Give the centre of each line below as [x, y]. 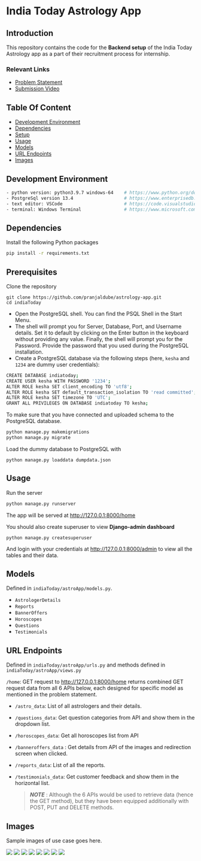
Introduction [30, 33]
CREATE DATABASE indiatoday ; [42, 375]
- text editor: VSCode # [67, 204]
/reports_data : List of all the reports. [60, 765]
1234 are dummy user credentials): [57, 364]
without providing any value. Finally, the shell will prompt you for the [99, 339]
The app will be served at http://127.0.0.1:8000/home [71, 515]
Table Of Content [39, 107]
